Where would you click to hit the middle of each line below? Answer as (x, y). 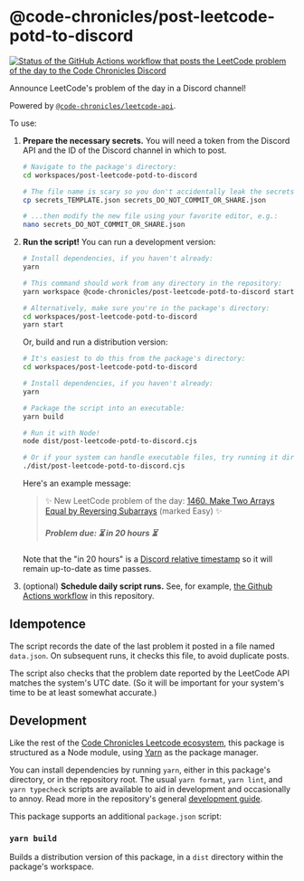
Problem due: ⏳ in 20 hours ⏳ (101, 533)
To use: (24, 123)
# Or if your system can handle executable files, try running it (150, 458)
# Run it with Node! (61, 433)
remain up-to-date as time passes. (87, 569)
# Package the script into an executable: (104, 408)
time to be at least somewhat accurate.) (83, 692)
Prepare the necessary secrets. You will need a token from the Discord (156, 140)
